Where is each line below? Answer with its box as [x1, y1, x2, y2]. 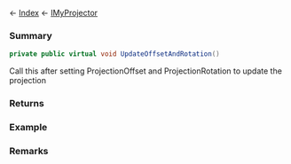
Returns [9, 98, 44, 110]
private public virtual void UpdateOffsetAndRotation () [9, 50, 220, 59]
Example [9, 121, 48, 134]
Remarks [9, 144, 49, 157]
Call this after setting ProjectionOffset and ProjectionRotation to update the [9, 66, 282, 76]
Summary [9, 29, 53, 42]
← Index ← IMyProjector [9, 8, 98, 18]
